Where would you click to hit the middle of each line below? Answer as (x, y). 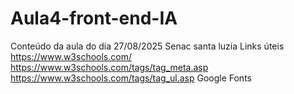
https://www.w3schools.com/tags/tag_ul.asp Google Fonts (131, 78)
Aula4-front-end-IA (94, 18)
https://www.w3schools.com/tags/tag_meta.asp (109, 67)
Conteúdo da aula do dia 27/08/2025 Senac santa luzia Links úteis (147, 46)
